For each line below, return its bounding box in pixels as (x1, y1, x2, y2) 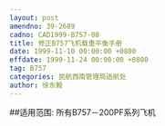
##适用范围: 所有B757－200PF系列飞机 (9, 106, 157, 118)
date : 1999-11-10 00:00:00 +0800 (9, 47, 137, 56)
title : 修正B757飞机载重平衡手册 (9, 38, 123, 48)
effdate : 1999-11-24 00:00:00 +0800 (9, 55, 149, 64)
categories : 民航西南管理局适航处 (9, 73, 127, 82)
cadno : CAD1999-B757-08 (9, 30, 100, 39)
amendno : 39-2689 (9, 22, 76, 31)
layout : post (9, 13, 59, 23)
